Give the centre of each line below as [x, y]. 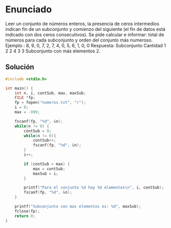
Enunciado [29, 9]
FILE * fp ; [25, 98]
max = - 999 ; [27, 112]
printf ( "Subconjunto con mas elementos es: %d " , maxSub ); [78, 206]
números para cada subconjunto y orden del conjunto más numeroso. [79, 40]
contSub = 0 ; [38, 131]
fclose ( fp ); [27, 211]
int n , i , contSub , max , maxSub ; [50, 93]
